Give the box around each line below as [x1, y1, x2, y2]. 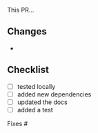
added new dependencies [17, 90, 92, 99]
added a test [17, 105, 53, 114]
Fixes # [7, 119, 28, 127]
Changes [7, 25, 47, 37]
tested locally [17, 82, 56, 90]
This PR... [7, 6, 35, 14]
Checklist [7, 64, 50, 76]
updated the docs [17, 98, 68, 106]
